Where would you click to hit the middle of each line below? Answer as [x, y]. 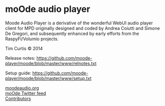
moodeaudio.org [22, 88]
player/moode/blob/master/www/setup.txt [48, 78]
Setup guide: [18, 73]
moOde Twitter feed [26, 93]
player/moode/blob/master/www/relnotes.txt [51, 63]
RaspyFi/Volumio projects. [32, 39]
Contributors [18, 99]
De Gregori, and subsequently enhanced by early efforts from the [72, 33]
